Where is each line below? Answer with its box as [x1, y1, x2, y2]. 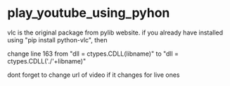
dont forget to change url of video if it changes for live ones [7, 70, 180, 79]
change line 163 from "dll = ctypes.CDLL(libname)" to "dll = [7, 49, 179, 58]
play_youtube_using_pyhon [7, 5, 170, 21]
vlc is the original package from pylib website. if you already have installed [7, 28, 224, 37]
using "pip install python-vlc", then [7, 35, 108, 44]
